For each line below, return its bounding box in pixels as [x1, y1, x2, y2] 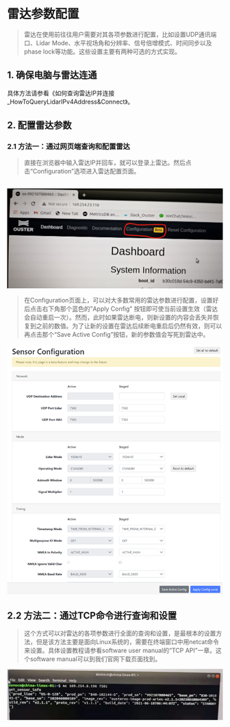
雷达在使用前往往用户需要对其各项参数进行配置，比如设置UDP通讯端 [23, 30, 217, 38]
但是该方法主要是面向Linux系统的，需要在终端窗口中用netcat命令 [36, 638, 219, 646]
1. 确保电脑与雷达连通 [7, 69, 97, 81]
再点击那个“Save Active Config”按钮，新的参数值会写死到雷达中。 [23, 331, 209, 339]
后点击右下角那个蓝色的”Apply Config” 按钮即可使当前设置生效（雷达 [23, 305, 218, 313]
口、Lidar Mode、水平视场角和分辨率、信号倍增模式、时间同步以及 [23, 38, 212, 47]
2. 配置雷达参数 [7, 119, 72, 131]
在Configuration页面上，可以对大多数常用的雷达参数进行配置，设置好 [23, 296, 219, 305]
